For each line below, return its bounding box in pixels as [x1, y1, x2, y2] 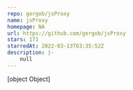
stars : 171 [7, 36, 39, 43]
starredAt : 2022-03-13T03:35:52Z [7, 43, 104, 50]
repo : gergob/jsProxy [7, 10, 70, 17]
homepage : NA [7, 23, 45, 30]
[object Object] [7, 75, 51, 83]
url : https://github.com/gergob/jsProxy [7, 29, 127, 37]
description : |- [7, 50, 54, 57]
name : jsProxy [7, 17, 49, 24]
